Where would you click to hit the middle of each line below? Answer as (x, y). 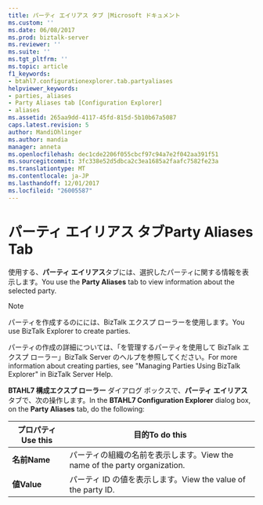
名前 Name (31, 459)
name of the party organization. (127, 465)
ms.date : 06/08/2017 (42, 30)
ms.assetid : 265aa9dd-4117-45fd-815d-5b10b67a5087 (92, 118)
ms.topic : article (38, 67)
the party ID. (92, 489)
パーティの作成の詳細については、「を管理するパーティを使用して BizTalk (124, 347)
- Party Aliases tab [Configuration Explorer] (85, 103)
